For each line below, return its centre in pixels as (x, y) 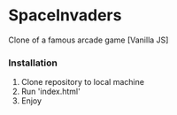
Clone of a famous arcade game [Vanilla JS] (88, 40)
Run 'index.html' (50, 92)
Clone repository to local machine (83, 82)
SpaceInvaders (65, 15)
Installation (33, 63)
